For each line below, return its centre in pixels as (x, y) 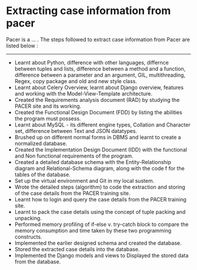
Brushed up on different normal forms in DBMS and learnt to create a (98, 137)
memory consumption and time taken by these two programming (93, 230)
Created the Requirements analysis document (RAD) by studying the (97, 100)
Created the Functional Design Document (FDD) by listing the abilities (98, 112)
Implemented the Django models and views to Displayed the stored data (101, 255)
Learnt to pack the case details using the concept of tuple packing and (100, 211)
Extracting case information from (89, 11)
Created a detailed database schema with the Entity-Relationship (93, 162)
